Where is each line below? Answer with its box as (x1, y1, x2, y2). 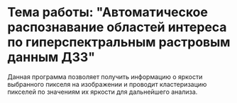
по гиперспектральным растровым (7, 35, 231, 50)
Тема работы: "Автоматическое (7, 4, 208, 20)
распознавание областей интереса (7, 19, 227, 35)
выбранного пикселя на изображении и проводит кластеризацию (7, 80, 207, 88)
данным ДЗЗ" (7, 49, 96, 66)
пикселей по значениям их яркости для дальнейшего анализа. (7, 87, 198, 96)
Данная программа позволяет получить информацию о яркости (7, 72, 203, 81)
